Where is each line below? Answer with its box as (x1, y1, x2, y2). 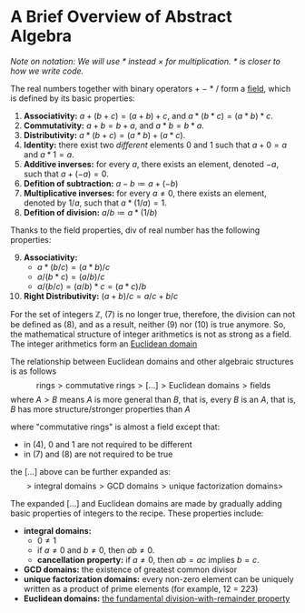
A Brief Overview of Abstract (10, 6, 232, 27)
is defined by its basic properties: (10, 93, 135, 104)
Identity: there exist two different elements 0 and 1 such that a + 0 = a (23, 139, 288, 150)
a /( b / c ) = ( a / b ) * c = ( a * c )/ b (36, 280, 147, 292)
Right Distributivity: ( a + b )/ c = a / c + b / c (23, 290, 179, 301)
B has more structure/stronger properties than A (10, 403, 191, 415)
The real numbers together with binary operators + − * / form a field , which (10, 83, 291, 94)
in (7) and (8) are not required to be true (23, 448, 173, 459)
